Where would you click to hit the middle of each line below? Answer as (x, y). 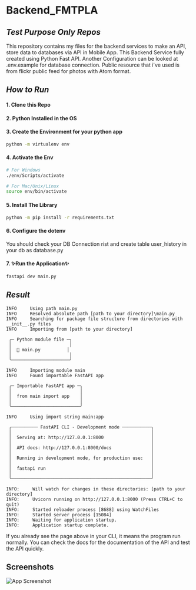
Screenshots (30, 567)
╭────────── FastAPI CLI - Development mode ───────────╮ (81, 427)
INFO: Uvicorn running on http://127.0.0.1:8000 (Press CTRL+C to (94, 499)
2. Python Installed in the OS (41, 118)
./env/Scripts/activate (35, 175)
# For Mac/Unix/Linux (33, 186)
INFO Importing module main (46, 370)
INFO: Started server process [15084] (59, 515)
